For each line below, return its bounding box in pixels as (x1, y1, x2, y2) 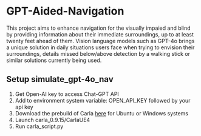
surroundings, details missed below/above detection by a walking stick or (6, 50, 190, 57)
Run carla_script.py (15, 123, 64, 130)
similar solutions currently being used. (6, 56, 102, 64)
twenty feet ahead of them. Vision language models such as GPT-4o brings (6, 37, 195, 44)
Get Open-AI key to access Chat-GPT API (15, 90, 120, 98)
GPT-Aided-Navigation (6, 4, 124, 18)
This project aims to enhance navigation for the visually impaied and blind (6, 24, 191, 32)
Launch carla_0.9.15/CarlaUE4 (15, 116, 90, 123)
